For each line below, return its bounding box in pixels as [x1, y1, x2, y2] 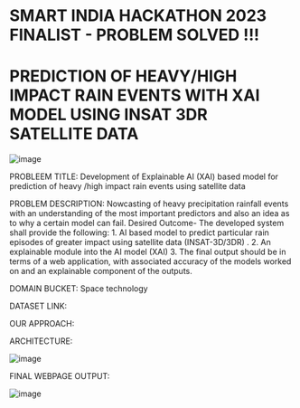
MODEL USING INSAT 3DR [9, 105, 208, 125]
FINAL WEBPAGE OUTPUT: [9, 371, 110, 382]
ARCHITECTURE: [9, 336, 73, 346]
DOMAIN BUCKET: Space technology [9, 283, 148, 294]
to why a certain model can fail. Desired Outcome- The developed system [9, 218, 285, 229]
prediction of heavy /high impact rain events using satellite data [9, 181, 246, 192]
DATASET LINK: [9, 300, 68, 312]
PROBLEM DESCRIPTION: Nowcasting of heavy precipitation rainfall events [9, 198, 289, 209]
